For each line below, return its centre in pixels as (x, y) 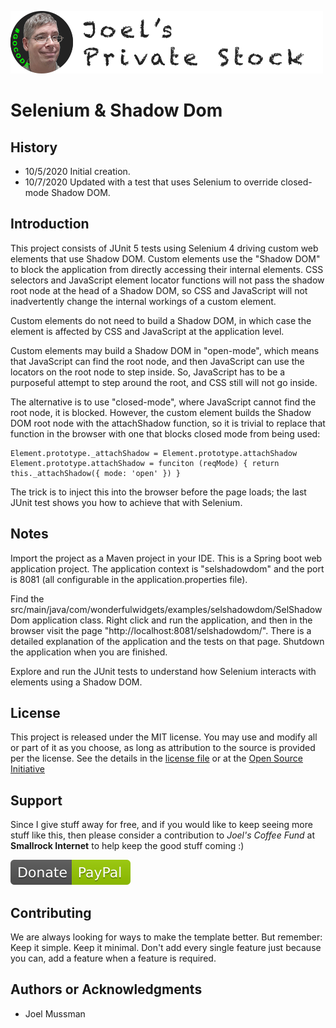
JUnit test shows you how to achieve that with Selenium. (126, 502)
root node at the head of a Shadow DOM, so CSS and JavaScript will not (159, 290)
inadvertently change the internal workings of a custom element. (143, 301)
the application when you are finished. (89, 652)
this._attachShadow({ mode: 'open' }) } (96, 473)
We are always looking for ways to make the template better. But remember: (166, 937)
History (34, 147)
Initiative (27, 769)
